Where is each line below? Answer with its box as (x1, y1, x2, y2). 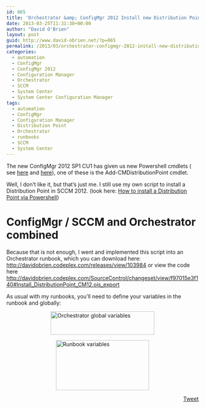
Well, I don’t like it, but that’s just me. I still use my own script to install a (6, 180, 186, 188)
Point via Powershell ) (6, 193, 59, 201)
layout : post (6, 32, 40, 38)
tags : (6, 100, 20, 106)
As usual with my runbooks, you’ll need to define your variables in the (6, 292, 182, 300)
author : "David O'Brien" (6, 26, 70, 32)
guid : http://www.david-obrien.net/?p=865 (6, 37, 116, 43)
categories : (6, 49, 37, 55)
